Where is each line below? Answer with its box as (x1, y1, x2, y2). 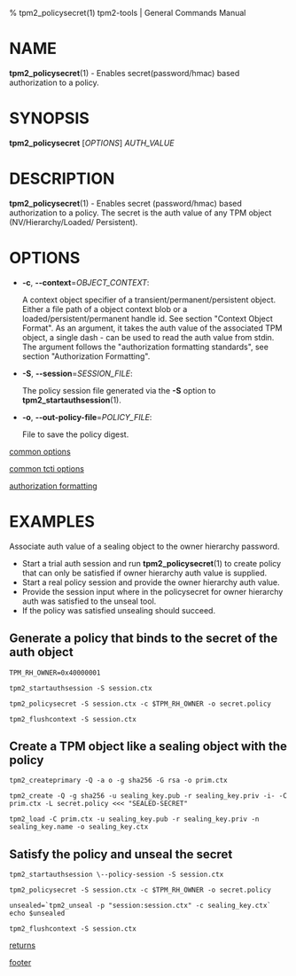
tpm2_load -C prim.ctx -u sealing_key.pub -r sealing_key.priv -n (9, 815, 260, 824)
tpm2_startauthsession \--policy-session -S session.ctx (9, 871, 224, 879)
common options (9, 446, 71, 457)
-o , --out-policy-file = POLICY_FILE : (21, 411, 152, 422)
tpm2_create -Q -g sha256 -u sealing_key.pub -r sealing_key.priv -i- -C (9, 792, 288, 800)
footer (9, 957, 32, 968)
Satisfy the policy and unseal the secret (9, 847, 233, 862)
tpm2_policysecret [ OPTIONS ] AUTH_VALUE (9, 137, 175, 148)
